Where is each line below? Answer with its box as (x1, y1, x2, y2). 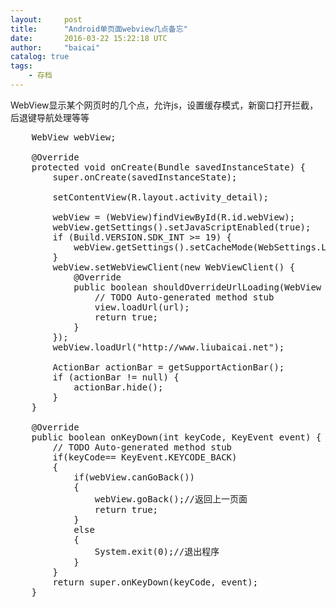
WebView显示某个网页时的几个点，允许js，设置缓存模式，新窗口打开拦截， (10, 99, 319, 111)
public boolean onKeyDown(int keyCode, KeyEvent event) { (31, 431, 322, 443)
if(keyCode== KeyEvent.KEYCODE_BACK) (52, 451, 238, 463)
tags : (10, 61, 33, 71)
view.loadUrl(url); (94, 301, 190, 313)
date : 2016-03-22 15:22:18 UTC (10, 33, 168, 43)
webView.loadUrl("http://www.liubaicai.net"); (52, 341, 285, 353)
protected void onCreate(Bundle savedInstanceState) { (31, 161, 307, 173)
